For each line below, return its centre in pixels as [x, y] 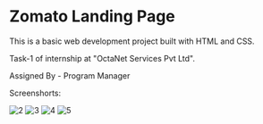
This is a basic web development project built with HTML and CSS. [132, 41]
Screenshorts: [35, 93]
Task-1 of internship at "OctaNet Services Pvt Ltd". [102, 58]
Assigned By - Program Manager [70, 75]
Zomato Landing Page [93, 17]
